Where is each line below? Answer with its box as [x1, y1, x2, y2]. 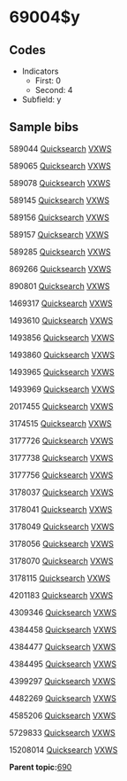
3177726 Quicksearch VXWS [9, 435, 114, 446]
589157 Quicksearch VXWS [9, 229, 109, 239]
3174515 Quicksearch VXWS [9, 418, 112, 428]
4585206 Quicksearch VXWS [9, 710, 116, 721]
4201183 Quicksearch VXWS [9, 590, 113, 600]
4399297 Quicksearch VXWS [9, 676, 116, 686]
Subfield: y [21, 94, 62, 105]
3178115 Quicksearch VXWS [9, 573, 111, 583]
